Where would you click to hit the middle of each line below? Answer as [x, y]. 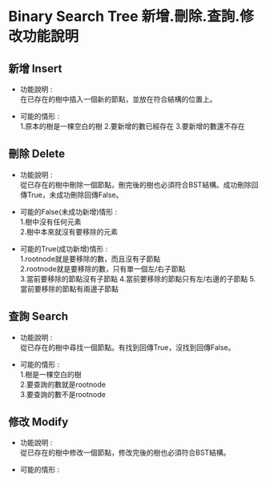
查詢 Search [38, 317]
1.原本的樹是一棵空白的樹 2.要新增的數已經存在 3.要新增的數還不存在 [133, 126]
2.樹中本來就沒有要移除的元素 [69, 231]
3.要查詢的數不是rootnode [62, 394]
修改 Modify [38, 422]
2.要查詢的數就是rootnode [63, 384]
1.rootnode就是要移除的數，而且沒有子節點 [90, 259]
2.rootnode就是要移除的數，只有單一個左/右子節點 [103, 268]
